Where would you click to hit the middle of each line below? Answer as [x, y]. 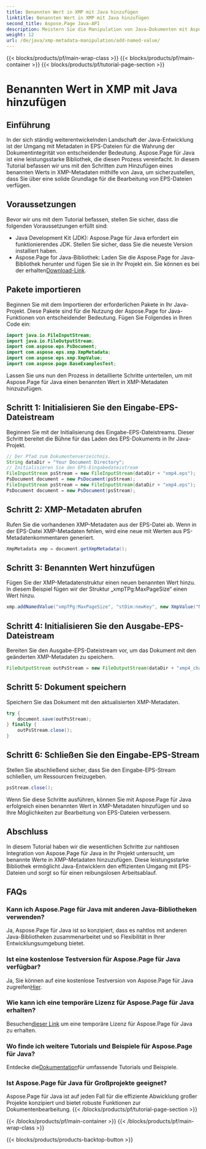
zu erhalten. [21, 1030]
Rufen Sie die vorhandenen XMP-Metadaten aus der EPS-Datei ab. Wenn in [101, 525]
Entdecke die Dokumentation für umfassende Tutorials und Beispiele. [92, 1067]
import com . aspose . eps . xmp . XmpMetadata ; [59, 352]
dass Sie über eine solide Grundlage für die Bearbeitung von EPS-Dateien [99, 179]
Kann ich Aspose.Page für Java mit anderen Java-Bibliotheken [102, 909]
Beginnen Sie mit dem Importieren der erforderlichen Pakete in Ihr [90, 304]
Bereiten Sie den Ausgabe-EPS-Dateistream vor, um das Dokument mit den [101, 650]
